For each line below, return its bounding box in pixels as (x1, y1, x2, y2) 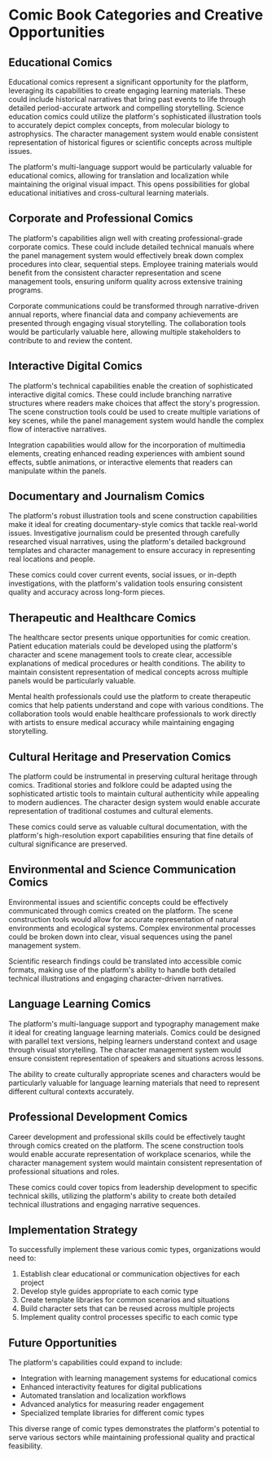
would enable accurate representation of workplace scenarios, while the (8, 1149, 251, 1158)
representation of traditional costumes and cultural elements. (8, 806, 213, 816)
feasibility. (8, 1441, 43, 1451)
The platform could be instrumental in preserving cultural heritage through (8, 771, 258, 781)
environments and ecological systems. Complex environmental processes (8, 923, 257, 933)
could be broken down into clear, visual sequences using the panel (8, 931, 233, 942)
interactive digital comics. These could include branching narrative (8, 389, 232, 399)
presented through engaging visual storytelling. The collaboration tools (8, 318, 247, 327)
